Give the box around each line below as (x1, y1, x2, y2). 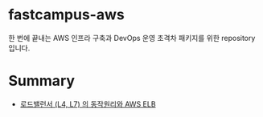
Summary (8, 72, 75, 90)
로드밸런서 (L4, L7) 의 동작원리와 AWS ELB (19, 99, 156, 109)
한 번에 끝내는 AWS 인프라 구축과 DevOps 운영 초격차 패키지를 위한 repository (8, 33, 256, 42)
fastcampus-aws (8, 6, 125, 24)
